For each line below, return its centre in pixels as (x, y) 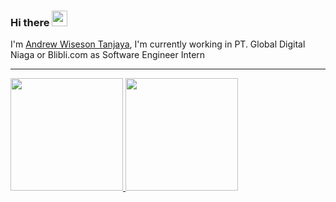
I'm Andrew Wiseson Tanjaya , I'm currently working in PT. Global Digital (158, 44)
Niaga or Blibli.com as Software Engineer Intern (108, 55)
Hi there (30, 22)
